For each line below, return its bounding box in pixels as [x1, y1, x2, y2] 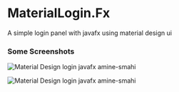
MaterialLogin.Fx [7, 5, 111, 21]
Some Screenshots [7, 46, 75, 56]
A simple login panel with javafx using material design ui [7, 29, 173, 37]
